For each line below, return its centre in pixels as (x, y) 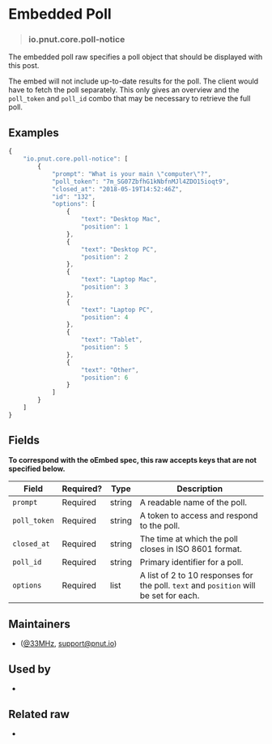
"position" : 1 (104, 227)
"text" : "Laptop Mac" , (119, 280)
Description (200, 489)
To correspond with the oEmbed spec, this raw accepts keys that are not (133, 460)
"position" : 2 (104, 257)
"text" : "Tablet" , (112, 340)
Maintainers (40, 624)
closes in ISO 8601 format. (191, 549)
